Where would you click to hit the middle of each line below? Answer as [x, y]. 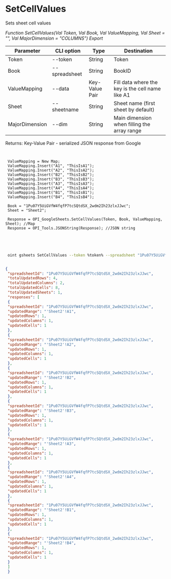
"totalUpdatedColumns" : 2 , [36, 283]
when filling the [132, 124]
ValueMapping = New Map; [34, 161]
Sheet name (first [134, 103]
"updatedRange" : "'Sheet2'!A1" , [42, 311]
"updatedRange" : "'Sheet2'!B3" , [42, 411]
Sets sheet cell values [28, 23]
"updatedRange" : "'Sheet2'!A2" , [42, 344]
